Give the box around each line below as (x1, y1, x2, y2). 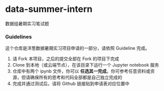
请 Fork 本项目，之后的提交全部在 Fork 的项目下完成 (12, 56, 119, 62)
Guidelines (5, 33, 32, 40)
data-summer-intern (5, 3, 92, 15)
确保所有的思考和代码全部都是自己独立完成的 (29, 75, 122, 81)
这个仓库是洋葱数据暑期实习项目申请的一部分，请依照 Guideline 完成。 (5, 45, 150, 51)
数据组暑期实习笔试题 (5, 20, 49, 26)
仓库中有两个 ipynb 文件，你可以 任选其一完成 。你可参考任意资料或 (12, 68, 151, 74)
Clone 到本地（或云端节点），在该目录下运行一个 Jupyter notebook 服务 (12, 62, 159, 68)
